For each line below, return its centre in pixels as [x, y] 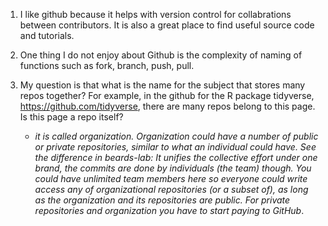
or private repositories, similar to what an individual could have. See [175, 147]
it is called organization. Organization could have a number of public [176, 136]
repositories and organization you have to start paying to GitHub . [169, 210]
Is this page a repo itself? [71, 117]
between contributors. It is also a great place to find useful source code [167, 25]
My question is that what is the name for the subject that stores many [162, 85]
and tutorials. [47, 35]
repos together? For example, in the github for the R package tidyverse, [167, 95]
